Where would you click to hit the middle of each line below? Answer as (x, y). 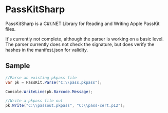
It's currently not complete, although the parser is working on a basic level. (85, 39)
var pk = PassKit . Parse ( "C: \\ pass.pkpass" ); (54, 82)
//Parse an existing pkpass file (41, 78)
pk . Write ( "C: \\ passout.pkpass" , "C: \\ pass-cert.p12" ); (65, 106)
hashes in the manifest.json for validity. (47, 50)
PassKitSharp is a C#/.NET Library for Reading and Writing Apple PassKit (82, 24)
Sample (18, 66)
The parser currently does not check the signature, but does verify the (80, 44)
